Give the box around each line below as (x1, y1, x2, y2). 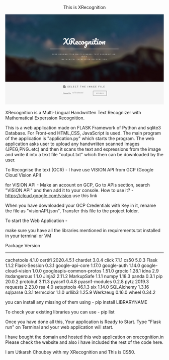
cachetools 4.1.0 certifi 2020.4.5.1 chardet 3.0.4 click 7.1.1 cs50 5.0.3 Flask (5, 257, 158, 263)
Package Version (5, 242, 40, 248)
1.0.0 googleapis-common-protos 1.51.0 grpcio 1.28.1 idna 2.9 (32, 267, 159, 274)
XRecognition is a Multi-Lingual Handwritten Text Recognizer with (5, 109, 142, 115)
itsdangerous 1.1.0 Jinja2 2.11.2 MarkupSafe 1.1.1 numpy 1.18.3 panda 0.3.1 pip (5, 273, 163, 279)
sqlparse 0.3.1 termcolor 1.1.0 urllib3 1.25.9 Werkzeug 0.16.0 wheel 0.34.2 (5, 289, 156, 295)
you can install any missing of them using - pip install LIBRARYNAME (5, 299, 147, 305)
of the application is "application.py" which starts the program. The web (5, 135, 154, 141)
